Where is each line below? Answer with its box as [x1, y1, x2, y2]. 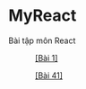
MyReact [8, 5, 77, 26]
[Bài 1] [34, 52, 58, 63]
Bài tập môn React [8, 35, 76, 46]
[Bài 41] [34, 69, 64, 81]
